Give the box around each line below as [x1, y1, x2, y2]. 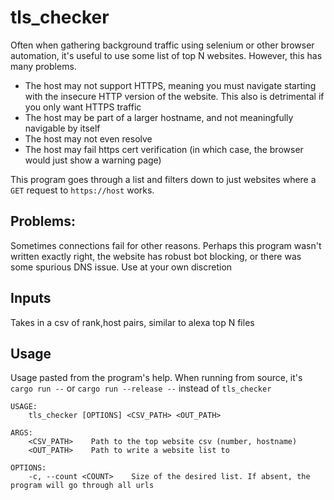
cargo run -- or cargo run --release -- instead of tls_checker [10, 382, 272, 395]
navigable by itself [24, 122, 101, 134]
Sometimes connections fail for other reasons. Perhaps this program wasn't [10, 239, 322, 251]
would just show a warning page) [24, 154, 162, 166]
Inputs [10, 290, 52, 307]
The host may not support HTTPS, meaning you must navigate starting [24, 79, 317, 91]
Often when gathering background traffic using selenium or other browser [10, 39, 315, 51]
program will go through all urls [10, 481, 155, 491]
